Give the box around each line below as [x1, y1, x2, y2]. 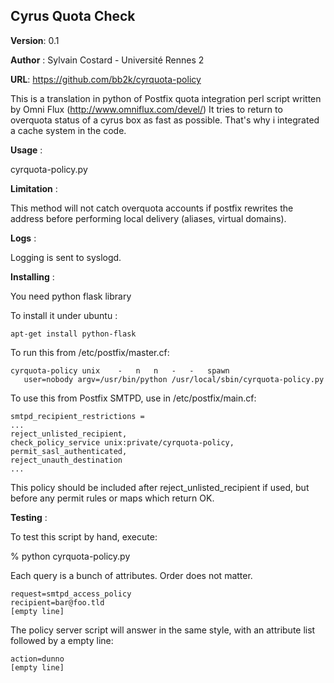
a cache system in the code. [10, 124, 127, 136]
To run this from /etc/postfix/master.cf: [10, 346, 170, 358]
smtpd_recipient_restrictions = [10, 411, 145, 421]
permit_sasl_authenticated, [10, 446, 128, 456]
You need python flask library [10, 290, 132, 302]
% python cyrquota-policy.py [10, 550, 131, 562]
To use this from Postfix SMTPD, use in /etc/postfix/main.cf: [10, 392, 257, 404]
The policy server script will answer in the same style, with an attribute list [10, 624, 316, 636]
